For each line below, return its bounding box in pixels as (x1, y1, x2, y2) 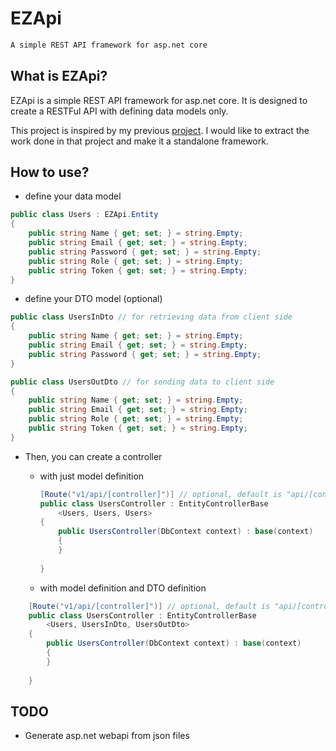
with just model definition (39, 470, 145, 482)
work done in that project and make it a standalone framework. (10, 135, 269, 147)
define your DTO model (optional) (24, 293, 163, 305)
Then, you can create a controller (24, 450, 163, 462)
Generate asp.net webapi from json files (24, 730, 190, 742)
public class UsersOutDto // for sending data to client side (10, 377, 275, 387)
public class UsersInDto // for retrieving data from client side (10, 312, 293, 322)
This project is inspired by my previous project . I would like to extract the (10, 124, 310, 136)
